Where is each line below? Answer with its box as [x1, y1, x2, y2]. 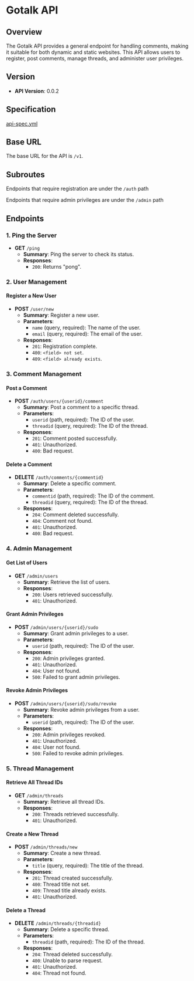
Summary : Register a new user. [23, 312, 100, 319]
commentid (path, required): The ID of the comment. [32, 492, 155, 499]
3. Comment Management [6, 370, 82, 378]
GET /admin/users [14, 572, 58, 579]
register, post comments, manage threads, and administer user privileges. [6, 55, 184, 62]
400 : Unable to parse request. [32, 957, 103, 964]
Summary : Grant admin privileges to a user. [23, 630, 129, 637]
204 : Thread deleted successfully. [32, 951, 113, 958]
